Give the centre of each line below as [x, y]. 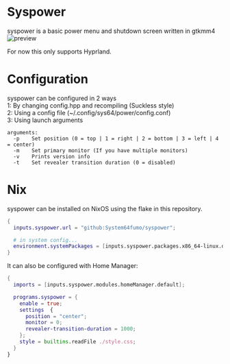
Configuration [48, 79]
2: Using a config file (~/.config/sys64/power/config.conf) [89, 112]
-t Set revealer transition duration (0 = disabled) [94, 162]
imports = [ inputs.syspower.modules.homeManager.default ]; [99, 285]
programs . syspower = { [46, 297]
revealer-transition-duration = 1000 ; [80, 329]
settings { [36, 310]
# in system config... [46, 240]
